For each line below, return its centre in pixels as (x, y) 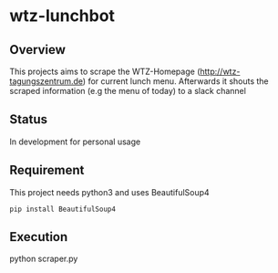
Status (29, 120)
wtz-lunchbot (62, 16)
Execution (39, 237)
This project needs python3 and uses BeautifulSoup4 (109, 192)
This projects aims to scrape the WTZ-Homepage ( (105, 71)
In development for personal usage (75, 142)
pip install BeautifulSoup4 (63, 209)
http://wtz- (220, 71)
